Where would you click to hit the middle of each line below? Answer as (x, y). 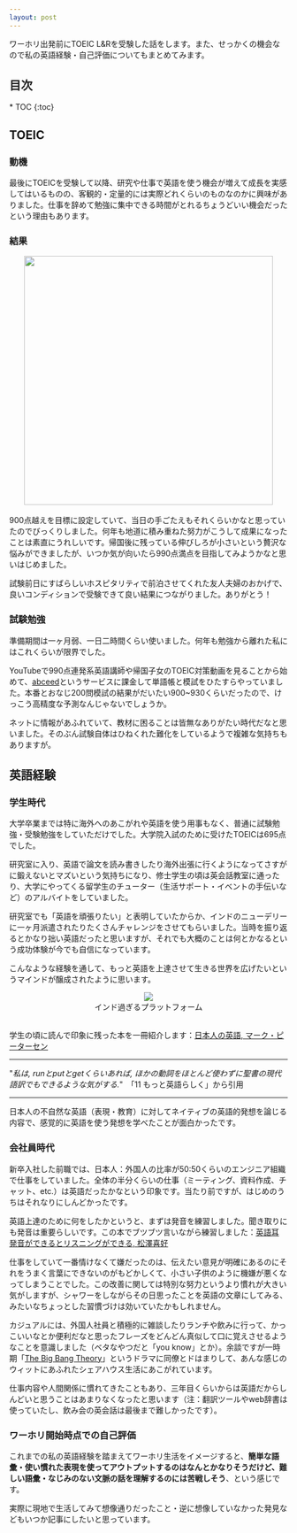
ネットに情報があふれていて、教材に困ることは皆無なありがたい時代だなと (145, 722)
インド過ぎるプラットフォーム (148, 1007)
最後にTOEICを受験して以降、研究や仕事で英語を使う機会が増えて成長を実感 (148, 183)
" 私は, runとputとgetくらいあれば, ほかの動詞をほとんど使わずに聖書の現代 (145, 1074)
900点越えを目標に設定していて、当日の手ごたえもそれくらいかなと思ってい (147, 520)
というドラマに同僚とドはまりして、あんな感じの (198, 1358)
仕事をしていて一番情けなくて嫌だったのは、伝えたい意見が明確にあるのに (145, 1261)
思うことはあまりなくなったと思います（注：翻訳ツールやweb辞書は (164, 1398)
